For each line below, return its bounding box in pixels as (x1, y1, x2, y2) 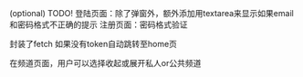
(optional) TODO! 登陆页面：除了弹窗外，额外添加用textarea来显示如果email (9, 8, 294, 18)
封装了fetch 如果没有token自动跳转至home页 (9, 39, 178, 49)
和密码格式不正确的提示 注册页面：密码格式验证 (9, 19, 188, 30)
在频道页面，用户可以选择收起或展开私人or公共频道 (9, 58, 202, 68)
